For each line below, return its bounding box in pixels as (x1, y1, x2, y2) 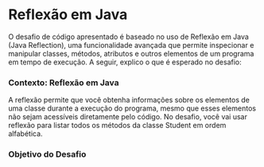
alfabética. (8, 129, 43, 138)
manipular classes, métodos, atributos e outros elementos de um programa (8, 49, 254, 58)
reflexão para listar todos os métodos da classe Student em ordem (8, 121, 227, 130)
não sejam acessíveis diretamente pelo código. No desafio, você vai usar (8, 112, 248, 122)
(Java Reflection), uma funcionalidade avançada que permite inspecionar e (8, 40, 254, 49)
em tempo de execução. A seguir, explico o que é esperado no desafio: (8, 57, 243, 67)
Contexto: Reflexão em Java (8, 77, 119, 88)
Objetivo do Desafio (8, 149, 87, 160)
